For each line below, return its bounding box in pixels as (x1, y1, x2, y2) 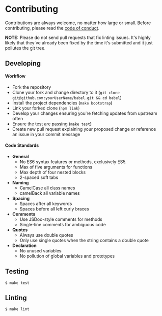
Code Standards (5, 142, 39, 148)
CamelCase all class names (19, 185, 75, 191)
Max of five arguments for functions (19, 164, 92, 170)
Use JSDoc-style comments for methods (19, 216, 103, 222)
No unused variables (19, 247, 62, 253)
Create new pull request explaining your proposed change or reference (12, 126, 156, 132)
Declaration (12, 243, 37, 248)
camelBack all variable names (19, 190, 80, 196)
